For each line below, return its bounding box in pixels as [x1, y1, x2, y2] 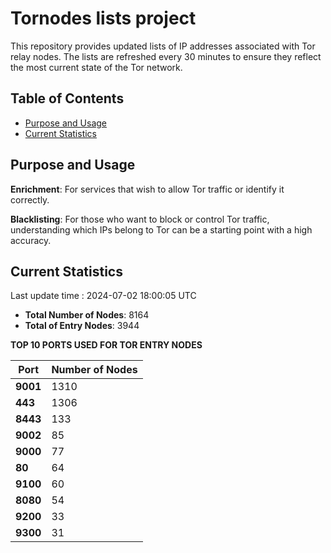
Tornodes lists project [10, 7, 197, 30]
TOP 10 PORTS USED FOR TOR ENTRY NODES [10, 339, 203, 351]
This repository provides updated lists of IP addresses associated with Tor [10, 40, 316, 52]
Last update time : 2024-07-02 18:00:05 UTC [10, 290, 197, 302]
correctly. [10, 193, 50, 206]
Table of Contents [10, 90, 125, 107]
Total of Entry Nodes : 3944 [24, 320, 140, 332]
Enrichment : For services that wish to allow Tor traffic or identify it [10, 183, 285, 195]
